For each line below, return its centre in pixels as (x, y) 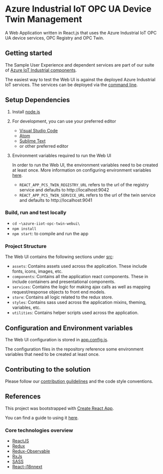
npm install (24, 229)
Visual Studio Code (38, 130)
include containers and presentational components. (64, 282)
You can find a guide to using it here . (42, 418)
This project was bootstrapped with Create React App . (60, 408)
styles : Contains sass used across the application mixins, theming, (79, 302)
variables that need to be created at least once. (52, 354)
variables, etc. (26, 308)
